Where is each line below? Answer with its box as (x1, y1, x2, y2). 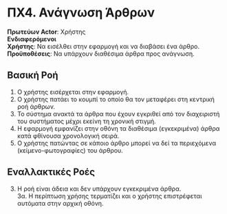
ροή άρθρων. (17, 102, 56, 111)
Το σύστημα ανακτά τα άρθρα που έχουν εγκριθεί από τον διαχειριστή (17, 109, 220, 118)
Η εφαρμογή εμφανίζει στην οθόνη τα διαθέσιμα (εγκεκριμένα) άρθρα (17, 124, 220, 132)
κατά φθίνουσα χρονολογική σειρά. (17, 131, 120, 140)
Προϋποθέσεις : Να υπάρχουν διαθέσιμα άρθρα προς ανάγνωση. (7, 50, 195, 58)
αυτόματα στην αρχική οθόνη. (17, 199, 104, 207)
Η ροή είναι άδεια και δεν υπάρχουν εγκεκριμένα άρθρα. (17, 184, 182, 193)
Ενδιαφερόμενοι (7, 34, 56, 43)
